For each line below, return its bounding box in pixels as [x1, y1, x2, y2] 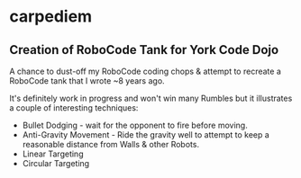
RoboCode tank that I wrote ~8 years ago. [9, 76, 165, 86]
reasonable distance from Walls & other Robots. [22, 139, 200, 149]
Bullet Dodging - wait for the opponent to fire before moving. [22, 120, 248, 130]
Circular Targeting [22, 158, 90, 168]
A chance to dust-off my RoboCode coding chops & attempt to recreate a [9, 66, 281, 76]
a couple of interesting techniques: [9, 102, 139, 113]
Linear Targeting [22, 148, 84, 159]
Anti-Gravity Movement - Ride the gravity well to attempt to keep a [22, 129, 270, 140]
